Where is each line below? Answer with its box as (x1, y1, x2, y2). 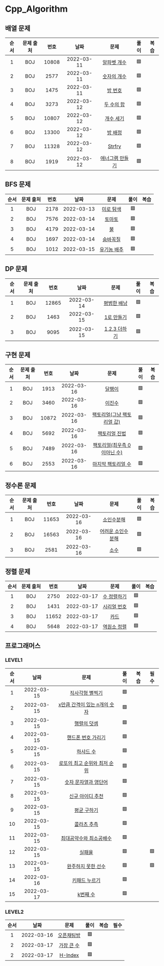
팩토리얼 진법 (97, 430, 126, 437)
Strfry (108, 143, 121, 149)
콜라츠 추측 (74, 820, 99, 827)
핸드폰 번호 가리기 (66, 734, 106, 741)
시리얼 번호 (102, 603, 127, 610)
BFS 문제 (5, 180, 31, 189)
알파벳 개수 (102, 59, 127, 65)
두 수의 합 (104, 101, 125, 108)
